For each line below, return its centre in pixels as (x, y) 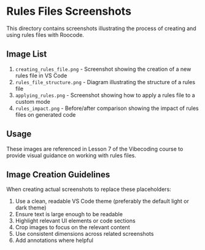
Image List (27, 54)
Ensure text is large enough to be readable (69, 214)
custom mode (33, 101)
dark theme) (31, 208)
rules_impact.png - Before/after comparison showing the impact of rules (107, 108)
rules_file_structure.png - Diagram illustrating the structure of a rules (105, 82)
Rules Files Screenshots (69, 11)
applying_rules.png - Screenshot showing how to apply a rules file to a (105, 95)
